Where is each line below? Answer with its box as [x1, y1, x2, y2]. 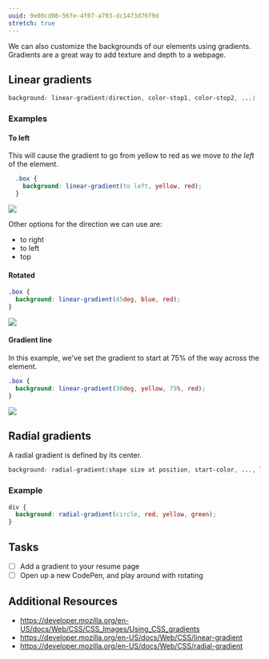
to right [19, 234, 44, 245]
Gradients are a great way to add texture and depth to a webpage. [8, 50, 227, 59]
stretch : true [8, 19, 56, 27]
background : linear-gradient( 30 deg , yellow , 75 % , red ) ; [15, 384, 206, 393]
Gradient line [8, 335, 52, 345]
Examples [8, 113, 48, 124]
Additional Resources [8, 594, 118, 608]
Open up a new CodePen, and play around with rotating [19, 571, 204, 580]
